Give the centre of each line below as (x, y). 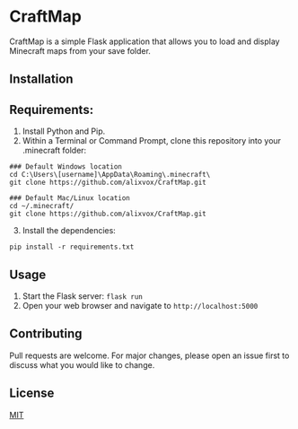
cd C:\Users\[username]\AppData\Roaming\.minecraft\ (110, 175)
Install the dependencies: (69, 231)
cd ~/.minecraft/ (42, 206)
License (32, 394)
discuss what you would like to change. (82, 364)
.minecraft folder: (54, 151)
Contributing (46, 334)
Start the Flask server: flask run (83, 296)
